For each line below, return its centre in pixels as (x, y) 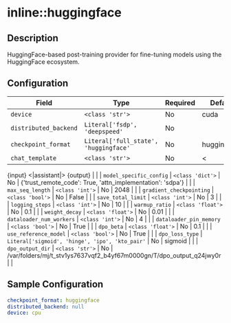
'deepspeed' (104, 131)
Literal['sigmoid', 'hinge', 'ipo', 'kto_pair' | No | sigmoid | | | (102, 241)
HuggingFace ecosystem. (44, 62)
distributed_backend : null (46, 307)
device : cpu (24, 313)
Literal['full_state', (121, 141)
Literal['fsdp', (111, 124)
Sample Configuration (55, 284)
